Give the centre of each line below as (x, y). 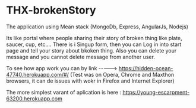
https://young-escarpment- (156, 92)
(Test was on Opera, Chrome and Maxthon (122, 74)
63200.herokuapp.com (34, 99)
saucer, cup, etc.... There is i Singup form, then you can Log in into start (94, 44)
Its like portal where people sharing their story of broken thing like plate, (94, 38)
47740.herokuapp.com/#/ (38, 74)
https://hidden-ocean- (146, 68)
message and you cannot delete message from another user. (81, 57)
